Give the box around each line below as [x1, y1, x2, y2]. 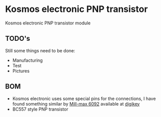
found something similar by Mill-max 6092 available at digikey [12, 101, 140, 107]
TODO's [5, 34, 30, 43]
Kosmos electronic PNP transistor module [5, 20, 91, 26]
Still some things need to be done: [5, 47, 76, 53]
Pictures [12, 68, 30, 74]
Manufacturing [12, 57, 43, 63]
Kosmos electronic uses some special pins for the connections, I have [12, 96, 156, 102]
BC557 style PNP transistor [12, 106, 68, 112]
